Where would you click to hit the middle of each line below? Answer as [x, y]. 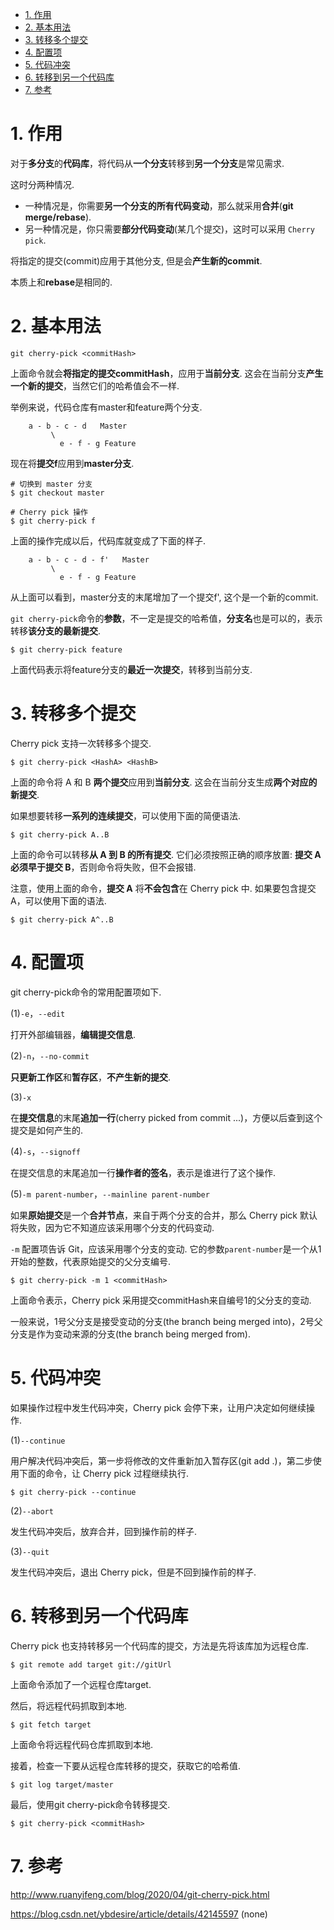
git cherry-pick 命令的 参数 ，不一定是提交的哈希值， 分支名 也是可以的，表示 [166, 618]
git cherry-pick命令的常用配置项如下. [86, 992]
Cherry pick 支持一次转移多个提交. [81, 743]
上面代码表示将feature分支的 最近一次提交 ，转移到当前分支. [131, 669]
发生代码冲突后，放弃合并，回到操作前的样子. [104, 1531]
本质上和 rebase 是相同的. [61, 282]
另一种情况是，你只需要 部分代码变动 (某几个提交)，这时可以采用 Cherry [169, 229]
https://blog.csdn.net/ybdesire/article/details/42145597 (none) [139, 1914]
